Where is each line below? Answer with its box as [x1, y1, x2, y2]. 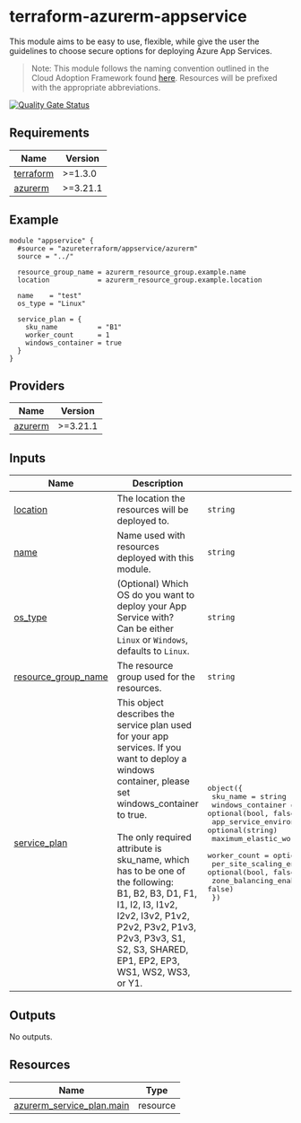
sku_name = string [211, 792, 287, 802]
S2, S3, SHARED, [116, 943, 189, 956]
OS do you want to [116, 589, 195, 601]
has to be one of [116, 864, 185, 877]
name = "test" [17, 291, 82, 300]
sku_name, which [116, 854, 190, 866]
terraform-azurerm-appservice [9, 6, 248, 27]
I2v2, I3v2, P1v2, [116, 909, 190, 922]
